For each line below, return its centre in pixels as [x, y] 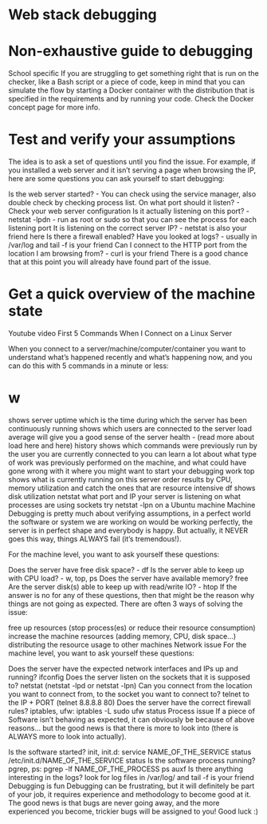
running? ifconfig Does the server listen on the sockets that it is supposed [130, 677]
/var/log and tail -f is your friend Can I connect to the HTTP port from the [128, 245]
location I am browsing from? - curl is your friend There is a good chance [128, 254]
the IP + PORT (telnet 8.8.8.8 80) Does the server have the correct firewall [130, 702]
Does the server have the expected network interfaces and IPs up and [124, 668]
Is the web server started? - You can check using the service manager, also [132, 194]
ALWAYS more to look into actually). [67, 736]
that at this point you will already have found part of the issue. [110, 262]
